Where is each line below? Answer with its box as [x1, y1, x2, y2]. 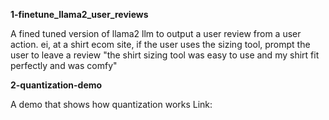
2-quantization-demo [10, 79, 103, 91]
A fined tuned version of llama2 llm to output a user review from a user [10, 28, 302, 39]
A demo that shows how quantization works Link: [10, 99, 213, 110]
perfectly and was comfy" [10, 60, 118, 71]
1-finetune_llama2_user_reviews [10, 9, 149, 20]
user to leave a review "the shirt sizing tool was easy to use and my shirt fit [10, 49, 320, 61]
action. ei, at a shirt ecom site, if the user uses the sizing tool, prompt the [10, 39, 311, 50]
